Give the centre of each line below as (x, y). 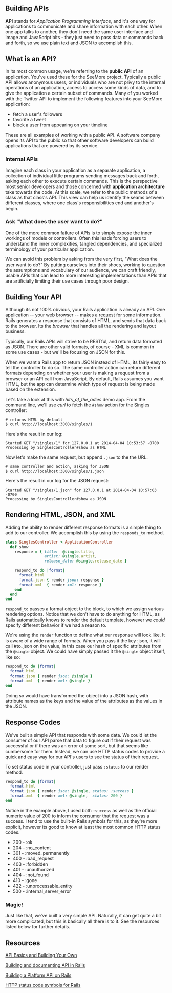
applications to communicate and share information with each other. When (84, 26)
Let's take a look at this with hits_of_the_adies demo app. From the (76, 400)
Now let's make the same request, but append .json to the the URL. (77, 457)
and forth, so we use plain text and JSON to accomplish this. (69, 43)
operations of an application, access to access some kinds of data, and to (83, 87)
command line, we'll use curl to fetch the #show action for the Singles (78, 405)
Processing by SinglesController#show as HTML (56, 448)
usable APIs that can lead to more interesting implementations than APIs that (86, 276)
